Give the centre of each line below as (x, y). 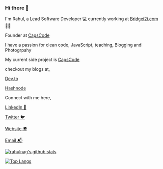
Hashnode (15, 88)
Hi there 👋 (17, 8)
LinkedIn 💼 (16, 107)
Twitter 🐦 (15, 117)
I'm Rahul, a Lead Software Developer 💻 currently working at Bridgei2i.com (82, 19)
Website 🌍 (16, 129)
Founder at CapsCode (27, 35)
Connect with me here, (28, 98)
